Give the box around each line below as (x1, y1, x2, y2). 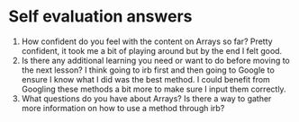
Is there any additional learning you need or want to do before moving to (21, 55, 290, 65)
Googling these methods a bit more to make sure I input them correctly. (21, 83, 286, 94)
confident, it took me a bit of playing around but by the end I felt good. (21, 45, 283, 56)
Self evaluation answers (8, 6, 193, 27)
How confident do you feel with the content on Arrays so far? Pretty (21, 36, 273, 47)
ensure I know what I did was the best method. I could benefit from (21, 74, 271, 84)
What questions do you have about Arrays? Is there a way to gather (21, 92, 272, 104)
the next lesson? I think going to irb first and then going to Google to (21, 65, 276, 75)
